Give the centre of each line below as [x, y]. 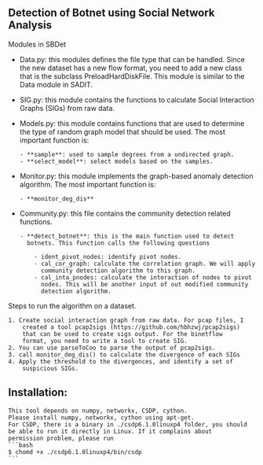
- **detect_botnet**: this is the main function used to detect [127, 236]
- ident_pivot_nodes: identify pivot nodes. [108, 256]
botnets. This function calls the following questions [119, 243]
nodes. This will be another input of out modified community [144, 284]
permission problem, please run [61, 438]
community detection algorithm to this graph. [118, 271]
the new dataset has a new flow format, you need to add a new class [131, 68]
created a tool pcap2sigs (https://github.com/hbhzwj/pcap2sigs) [131, 327]
